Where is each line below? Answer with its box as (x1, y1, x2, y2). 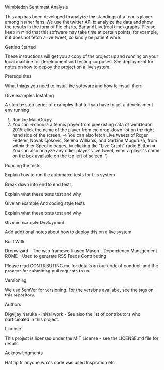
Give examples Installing (5, 93, 54, 98)
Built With (5, 239, 24, 244)
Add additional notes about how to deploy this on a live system (5, 229, 132, 235)
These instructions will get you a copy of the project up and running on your (5, 53, 158, 59)
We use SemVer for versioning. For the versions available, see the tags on (5, 287, 154, 293)
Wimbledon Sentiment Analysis (5, 4, 68, 10)
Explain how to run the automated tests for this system (5, 172, 115, 178)
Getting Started (5, 44, 36, 49)
